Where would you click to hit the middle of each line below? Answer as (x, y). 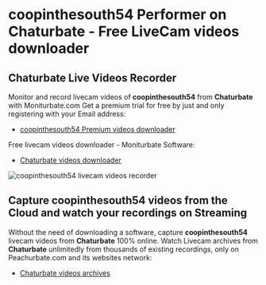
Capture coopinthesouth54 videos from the (118, 201)
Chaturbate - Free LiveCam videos (124, 31)
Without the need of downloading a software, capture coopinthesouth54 (128, 232)
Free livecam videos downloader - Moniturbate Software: (102, 144)
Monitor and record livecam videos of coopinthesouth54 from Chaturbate (131, 97)
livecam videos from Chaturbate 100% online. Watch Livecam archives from (133, 240)
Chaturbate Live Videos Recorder (93, 78)
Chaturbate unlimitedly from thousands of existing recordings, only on (124, 249)
